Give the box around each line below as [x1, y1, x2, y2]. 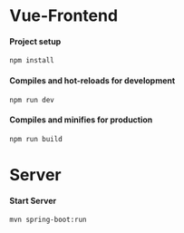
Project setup [9, 35, 62, 46]
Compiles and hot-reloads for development [9, 74, 176, 86]
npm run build [9, 134, 63, 143]
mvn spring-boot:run [9, 215, 88, 225]
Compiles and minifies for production [9, 114, 153, 125]
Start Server [9, 195, 57, 206]
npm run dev [9, 95, 54, 104]
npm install [9, 56, 54, 65]
